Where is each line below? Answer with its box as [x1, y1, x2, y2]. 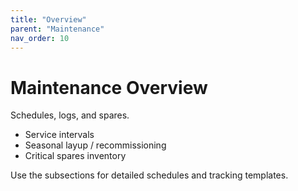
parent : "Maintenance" [10, 24, 105, 34]
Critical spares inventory [24, 150, 127, 162]
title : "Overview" [10, 14, 87, 25]
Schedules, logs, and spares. [10, 109, 130, 121]
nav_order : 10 [10, 33, 70, 43]
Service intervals [24, 129, 95, 141]
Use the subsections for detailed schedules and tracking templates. [10, 169, 289, 181]
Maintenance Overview [10, 76, 208, 99]
